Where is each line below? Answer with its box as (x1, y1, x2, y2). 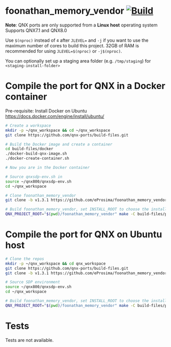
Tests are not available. (5, 337, 54, 343)
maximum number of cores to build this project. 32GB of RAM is (5, 42, 139, 48)
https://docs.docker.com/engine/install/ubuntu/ (5, 113, 104, 119)
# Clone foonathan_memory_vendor (5, 193, 76, 198)
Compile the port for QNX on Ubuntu (5, 229, 162, 240)
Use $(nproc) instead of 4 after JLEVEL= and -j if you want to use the (5, 37, 149, 43)
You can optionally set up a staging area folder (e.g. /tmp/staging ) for (5, 57, 151, 64)
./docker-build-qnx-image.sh (5, 151, 67, 156)
